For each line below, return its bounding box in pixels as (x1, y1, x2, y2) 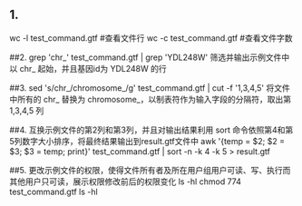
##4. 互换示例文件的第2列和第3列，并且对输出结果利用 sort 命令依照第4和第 (9, 124, 294, 135)
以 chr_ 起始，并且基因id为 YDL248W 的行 (9, 63, 167, 74)
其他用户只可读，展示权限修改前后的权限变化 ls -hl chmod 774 (9, 176, 242, 187)
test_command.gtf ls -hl (9, 186, 98, 197)
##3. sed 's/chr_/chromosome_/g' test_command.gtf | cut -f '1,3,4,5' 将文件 (9, 82, 290, 93)
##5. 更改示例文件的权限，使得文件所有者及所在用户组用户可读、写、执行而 (9, 164, 291, 175)
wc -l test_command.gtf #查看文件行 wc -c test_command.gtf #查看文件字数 (9, 32, 293, 44)
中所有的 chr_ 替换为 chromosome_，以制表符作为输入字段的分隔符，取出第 (9, 93, 292, 104)
